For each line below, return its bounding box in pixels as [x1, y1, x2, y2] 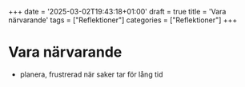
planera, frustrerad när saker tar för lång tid [19, 69, 163, 79]
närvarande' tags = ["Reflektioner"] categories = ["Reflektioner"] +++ [8, 15, 238, 25]
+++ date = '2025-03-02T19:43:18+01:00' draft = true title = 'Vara [8, 7, 227, 16]
